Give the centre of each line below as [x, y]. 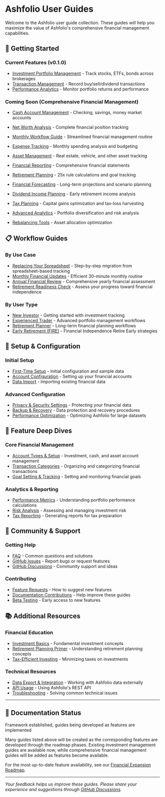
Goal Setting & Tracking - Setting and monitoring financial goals [77, 476]
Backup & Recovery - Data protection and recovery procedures [76, 410]
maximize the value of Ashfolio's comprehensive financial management [77, 28]
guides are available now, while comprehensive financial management [76, 750]
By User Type [21, 304]
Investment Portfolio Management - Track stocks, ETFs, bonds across [83, 73]
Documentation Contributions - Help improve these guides [71, 595]
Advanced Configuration [35, 394]
